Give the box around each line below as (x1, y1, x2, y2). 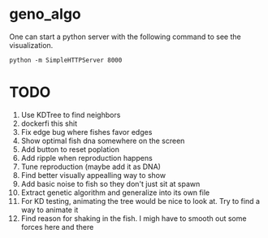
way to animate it (20, 205, 79, 214)
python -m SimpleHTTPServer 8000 (9, 56, 123, 64)
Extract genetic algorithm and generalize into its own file (20, 188, 210, 197)
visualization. (9, 40, 54, 50)
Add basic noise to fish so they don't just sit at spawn (20, 179, 201, 188)
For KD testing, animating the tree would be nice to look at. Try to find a (20, 196, 261, 206)
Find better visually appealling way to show (20, 170, 166, 180)
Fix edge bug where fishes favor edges (20, 127, 153, 136)
